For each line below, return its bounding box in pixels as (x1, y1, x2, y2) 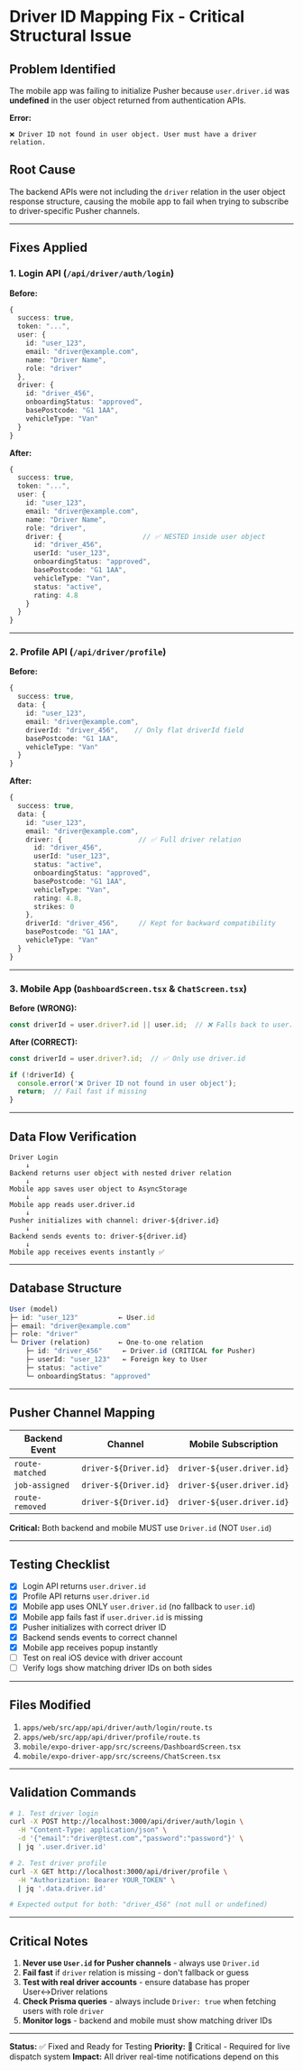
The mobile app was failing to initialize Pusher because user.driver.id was (9, 86, 290, 96)
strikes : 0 (32, 902, 75, 911)
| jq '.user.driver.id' (17, 1843, 106, 1852)
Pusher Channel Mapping (9, 1406, 155, 1421)
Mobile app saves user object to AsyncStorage (9, 1184, 188, 1193)
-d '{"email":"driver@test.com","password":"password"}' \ (17, 1834, 244, 1843)
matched (14, 1467, 47, 1478)
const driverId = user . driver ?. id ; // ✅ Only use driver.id (9, 1054, 246, 1063)
